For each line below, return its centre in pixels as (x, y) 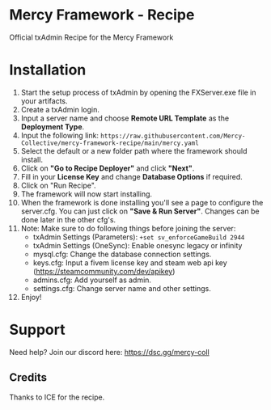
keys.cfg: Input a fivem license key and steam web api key (130, 262)
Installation (48, 70)
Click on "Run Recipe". (58, 185)
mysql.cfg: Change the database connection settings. (122, 254)
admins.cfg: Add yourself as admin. (92, 280)
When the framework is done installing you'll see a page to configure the (142, 202)
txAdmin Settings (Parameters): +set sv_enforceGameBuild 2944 (139, 237)
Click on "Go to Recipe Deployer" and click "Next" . (108, 168)
